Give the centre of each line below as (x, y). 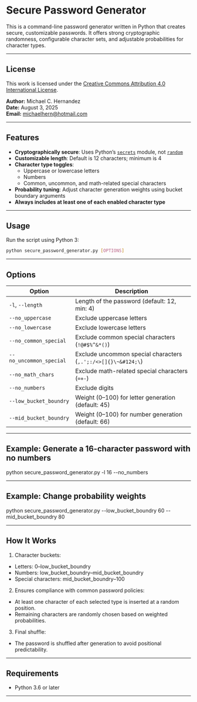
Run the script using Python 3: (43, 240)
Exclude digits (95, 388)
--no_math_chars (32, 375)
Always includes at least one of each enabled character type (90, 202)
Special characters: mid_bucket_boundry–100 (69, 579)
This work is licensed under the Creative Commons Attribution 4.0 (86, 84)
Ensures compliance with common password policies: (79, 590)
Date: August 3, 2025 (32, 107)
